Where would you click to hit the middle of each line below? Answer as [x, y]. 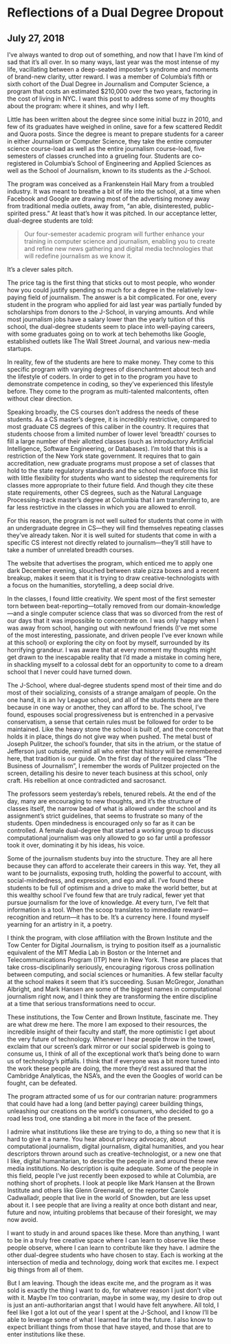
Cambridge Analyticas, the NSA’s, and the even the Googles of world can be [115, 1076]
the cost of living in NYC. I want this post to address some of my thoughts [111, 99]
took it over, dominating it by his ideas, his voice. [76, 845]
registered [22, 163]
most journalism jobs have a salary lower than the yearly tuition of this [106, 319]
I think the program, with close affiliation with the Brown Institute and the [110, 938]
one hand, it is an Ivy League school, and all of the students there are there [113, 700]
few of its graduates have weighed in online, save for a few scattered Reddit [114, 127]
